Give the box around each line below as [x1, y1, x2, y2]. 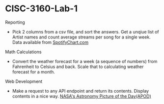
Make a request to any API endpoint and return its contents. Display [12, 88, 149, 94]
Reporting [5, 19, 26, 25]
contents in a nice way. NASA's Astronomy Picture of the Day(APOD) [12, 93, 151, 99]
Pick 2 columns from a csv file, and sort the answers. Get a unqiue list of [12, 29, 160, 35]
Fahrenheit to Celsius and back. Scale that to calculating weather [12, 64, 144, 69]
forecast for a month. [12, 69, 55, 74]
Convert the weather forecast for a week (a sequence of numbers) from [12, 58, 158, 64]
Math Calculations [5, 49, 42, 55]
